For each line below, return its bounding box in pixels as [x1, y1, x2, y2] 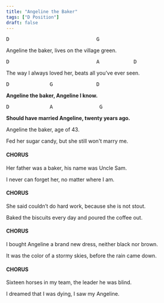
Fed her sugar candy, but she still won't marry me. [6, 137, 129, 145]
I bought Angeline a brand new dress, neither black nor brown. [6, 240, 158, 247]
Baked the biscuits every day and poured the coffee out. [6, 214, 143, 221]
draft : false [6, 20, 38, 25]
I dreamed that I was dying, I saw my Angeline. [6, 291, 120, 298]
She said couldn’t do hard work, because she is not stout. [6, 202, 146, 209]
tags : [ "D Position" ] [6, 14, 60, 20]
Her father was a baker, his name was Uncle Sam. [6, 164, 127, 172]
